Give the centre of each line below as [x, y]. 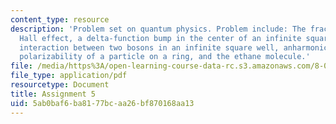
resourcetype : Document [60, 85]
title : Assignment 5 [53, 94]
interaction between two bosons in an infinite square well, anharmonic [174, 47]
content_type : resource [60, 19]
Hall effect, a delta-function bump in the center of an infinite [160, 38]
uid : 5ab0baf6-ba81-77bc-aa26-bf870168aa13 [102, 103]
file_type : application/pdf [69, 76]
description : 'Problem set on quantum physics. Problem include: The [158, 29]
